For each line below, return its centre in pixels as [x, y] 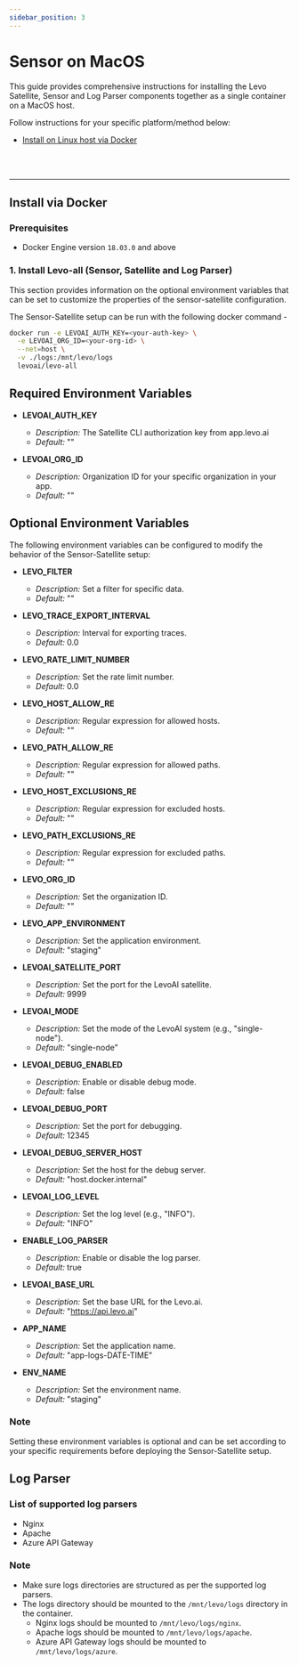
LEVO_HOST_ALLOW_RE [68, 703]
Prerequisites [39, 228]
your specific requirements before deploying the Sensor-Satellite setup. [141, 1450]
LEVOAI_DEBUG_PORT [65, 1109]
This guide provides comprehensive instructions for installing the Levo [138, 86]
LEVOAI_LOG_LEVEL [61, 1196]
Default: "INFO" [64, 1223]
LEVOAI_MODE [50, 1011]
